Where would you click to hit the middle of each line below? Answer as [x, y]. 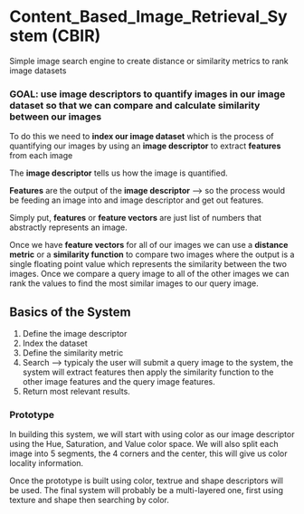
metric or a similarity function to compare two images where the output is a [152, 254]
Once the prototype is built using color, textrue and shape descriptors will [146, 481]
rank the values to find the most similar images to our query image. [134, 283]
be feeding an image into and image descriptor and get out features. [137, 200]
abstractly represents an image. [69, 227]
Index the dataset [55, 343]
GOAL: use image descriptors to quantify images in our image [147, 94]
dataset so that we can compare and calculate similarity [135, 105]
